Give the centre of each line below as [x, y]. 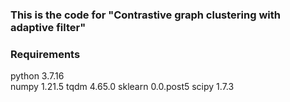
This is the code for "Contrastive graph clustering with [145, 15]
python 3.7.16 [37, 76]
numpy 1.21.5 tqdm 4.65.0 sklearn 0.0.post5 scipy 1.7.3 [122, 87]
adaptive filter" [48, 27]
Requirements [45, 54]
